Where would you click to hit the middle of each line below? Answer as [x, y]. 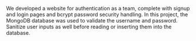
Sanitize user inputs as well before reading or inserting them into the [89, 27]
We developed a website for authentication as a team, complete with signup [98, 8]
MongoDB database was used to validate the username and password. [92, 20]
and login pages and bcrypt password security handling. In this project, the [97, 14]
